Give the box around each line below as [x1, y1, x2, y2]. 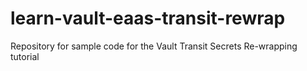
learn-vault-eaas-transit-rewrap [10, 7, 286, 30]
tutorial [10, 50, 40, 62]
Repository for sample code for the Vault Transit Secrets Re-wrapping [10, 40, 298, 52]
